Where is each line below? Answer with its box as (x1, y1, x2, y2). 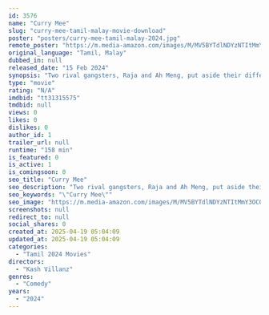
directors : (8, 257, 45, 265)
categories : (8, 243, 48, 251)
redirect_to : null (8, 213, 70, 221)
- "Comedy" (15, 280, 52, 289)
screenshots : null (8, 205, 70, 213)
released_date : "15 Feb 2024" (8, 64, 110, 72)
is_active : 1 (8, 161, 52, 169)
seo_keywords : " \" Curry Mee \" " (8, 190, 113, 199)
